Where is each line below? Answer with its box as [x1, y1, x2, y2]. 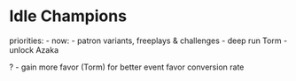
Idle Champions [9, 6, 127, 26]
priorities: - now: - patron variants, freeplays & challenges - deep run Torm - [9, 35, 288, 46]
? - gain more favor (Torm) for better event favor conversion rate [9, 62, 245, 72]
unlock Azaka [9, 44, 59, 55]
